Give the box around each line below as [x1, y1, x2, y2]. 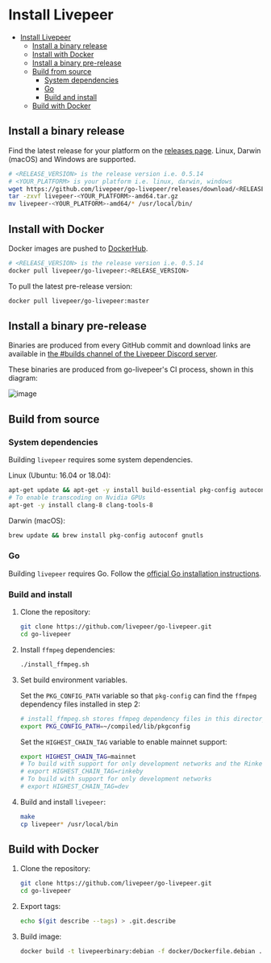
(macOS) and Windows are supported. [8, 154, 136, 164]
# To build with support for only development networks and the [19, 760, 241, 768]
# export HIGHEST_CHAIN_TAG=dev [19, 782, 129, 791]
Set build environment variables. [19, 675, 127, 685]
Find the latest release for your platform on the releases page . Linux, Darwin [8, 145, 261, 155]
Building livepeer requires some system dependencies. [8, 455, 194, 465]
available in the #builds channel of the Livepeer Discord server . [8, 349, 218, 359]
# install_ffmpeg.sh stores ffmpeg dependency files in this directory [19, 715, 266, 723]
